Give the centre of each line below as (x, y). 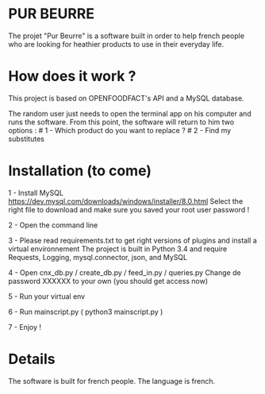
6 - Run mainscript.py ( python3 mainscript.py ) (86, 312)
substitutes (27, 139)
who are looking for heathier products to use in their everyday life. (116, 44)
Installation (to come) (80, 171)
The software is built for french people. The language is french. (112, 381)
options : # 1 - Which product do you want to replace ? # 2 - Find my (120, 130)
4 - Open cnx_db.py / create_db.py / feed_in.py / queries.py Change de (125, 272)
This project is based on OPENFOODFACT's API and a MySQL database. (126, 98)
